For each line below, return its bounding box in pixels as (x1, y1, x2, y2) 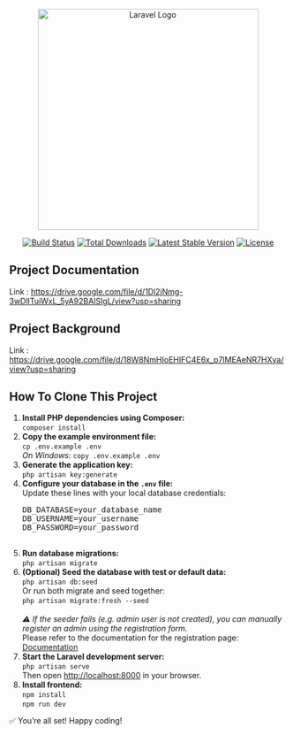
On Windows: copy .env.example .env (21, 450, 161, 461)
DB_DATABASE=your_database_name (21, 505, 162, 515)
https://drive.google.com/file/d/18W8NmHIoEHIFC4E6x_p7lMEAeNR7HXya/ (9, 354, 284, 364)
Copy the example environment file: (21, 432, 157, 442)
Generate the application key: (21, 460, 133, 471)
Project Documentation (9, 263, 139, 278)
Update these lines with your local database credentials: (21, 487, 227, 499)
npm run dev (21, 700, 66, 709)
